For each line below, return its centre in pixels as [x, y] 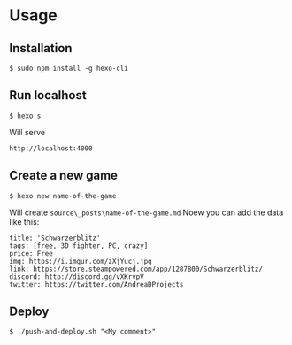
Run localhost [48, 95]
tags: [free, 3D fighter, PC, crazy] [79, 245]
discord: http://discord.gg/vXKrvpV [77, 276]
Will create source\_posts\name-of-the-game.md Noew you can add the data [146, 212]
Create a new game [63, 176]
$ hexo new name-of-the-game [63, 195]
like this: [24, 221]
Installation [41, 48]
